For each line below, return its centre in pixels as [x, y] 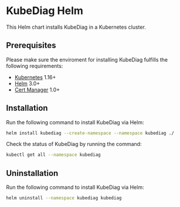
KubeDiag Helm [45, 11]
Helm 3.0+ [27, 83]
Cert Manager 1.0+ [37, 90]
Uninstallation [32, 173]
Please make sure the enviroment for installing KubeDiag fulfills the [87, 59]
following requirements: [35, 66]
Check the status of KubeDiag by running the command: [74, 144]
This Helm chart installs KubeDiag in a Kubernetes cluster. [76, 27]
